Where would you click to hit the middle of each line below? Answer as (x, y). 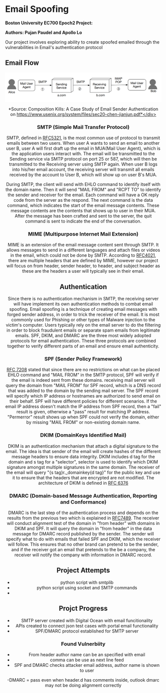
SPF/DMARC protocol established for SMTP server (87, 631)
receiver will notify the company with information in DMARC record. (83, 555)
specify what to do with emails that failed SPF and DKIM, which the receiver (83, 539)
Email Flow (22, 63)
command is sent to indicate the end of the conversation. (83, 221)
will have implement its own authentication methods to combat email (83, 304)
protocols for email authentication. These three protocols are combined (83, 341)
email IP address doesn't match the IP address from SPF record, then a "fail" (83, 406)
